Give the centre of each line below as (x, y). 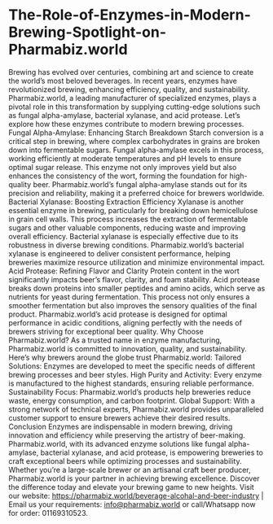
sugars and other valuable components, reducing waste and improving (127, 227)
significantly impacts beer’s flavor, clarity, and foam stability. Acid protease (134, 279)
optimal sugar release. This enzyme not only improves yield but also (123, 167)
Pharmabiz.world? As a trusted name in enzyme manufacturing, (115, 340)
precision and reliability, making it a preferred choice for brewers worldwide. (136, 193)
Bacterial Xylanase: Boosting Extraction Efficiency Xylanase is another (126, 202)
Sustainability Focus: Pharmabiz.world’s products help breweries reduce (130, 391)
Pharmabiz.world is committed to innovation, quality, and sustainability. (128, 348)
